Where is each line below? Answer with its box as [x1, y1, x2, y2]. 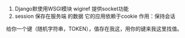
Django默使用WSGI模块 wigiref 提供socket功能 [14, 5, 129, 12]
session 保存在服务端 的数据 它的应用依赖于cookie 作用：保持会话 [14, 12, 176, 20]
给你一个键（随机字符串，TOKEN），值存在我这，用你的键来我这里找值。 [6, 26, 183, 32]
